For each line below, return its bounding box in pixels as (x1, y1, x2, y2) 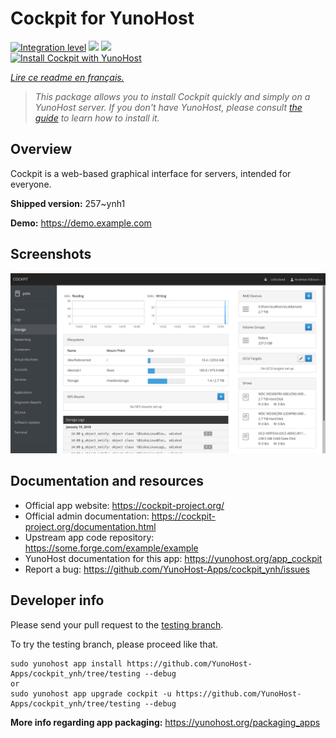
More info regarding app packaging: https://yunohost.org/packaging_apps (10, 716, 321, 728)
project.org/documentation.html (24, 520, 157, 532)
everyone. (10, 178, 52, 190)
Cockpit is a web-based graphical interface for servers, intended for (10, 167, 292, 179)
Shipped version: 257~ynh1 (10, 197, 126, 209)
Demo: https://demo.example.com (10, 217, 152, 229)
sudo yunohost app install (10, 658, 123, 669)
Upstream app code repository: (24, 531, 155, 543)
